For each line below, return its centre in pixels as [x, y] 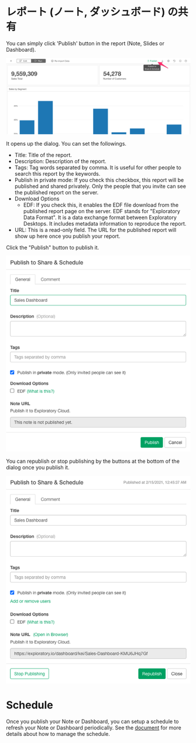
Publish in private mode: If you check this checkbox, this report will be [99, 180]
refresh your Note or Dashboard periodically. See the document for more [94, 728]
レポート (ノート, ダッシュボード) [86, 12]
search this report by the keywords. [57, 173]
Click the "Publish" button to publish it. [53, 247]
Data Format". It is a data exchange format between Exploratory [100, 217]
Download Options [37, 199]
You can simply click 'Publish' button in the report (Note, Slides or [85, 43]
